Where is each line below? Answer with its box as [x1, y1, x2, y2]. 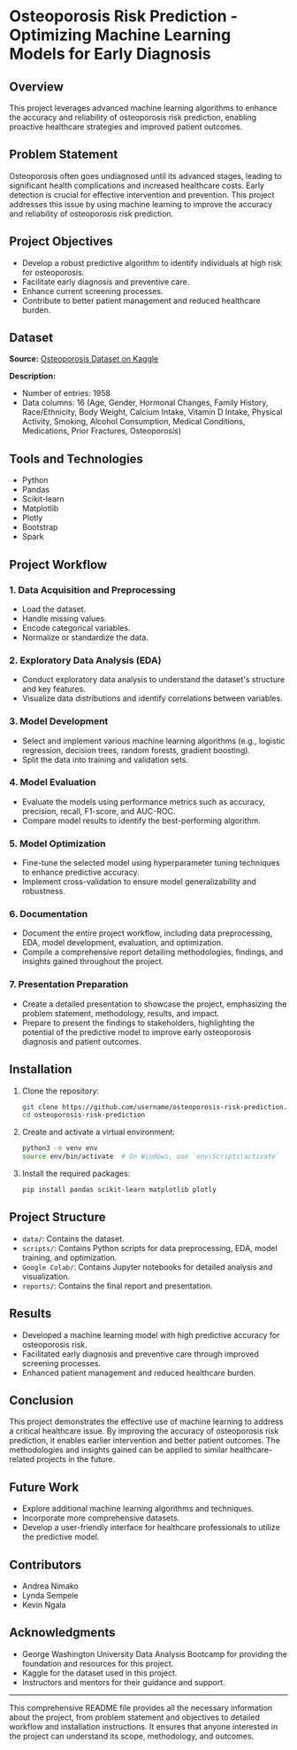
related [9, 1454, 35, 1465]
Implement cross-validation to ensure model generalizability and [21, 876, 256, 887]
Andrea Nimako [21, 1580, 80, 1591]
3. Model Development [9, 715, 109, 727]
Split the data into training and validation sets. [21, 754, 188, 765]
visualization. [21, 1271, 71, 1281]
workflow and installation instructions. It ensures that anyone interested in [9, 1721, 278, 1731]
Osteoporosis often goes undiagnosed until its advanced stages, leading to [9, 170, 282, 181]
